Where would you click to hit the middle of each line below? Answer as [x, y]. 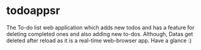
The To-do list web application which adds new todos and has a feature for [100, 27]
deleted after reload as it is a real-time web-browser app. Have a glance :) [99, 40]
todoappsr [33, 11]
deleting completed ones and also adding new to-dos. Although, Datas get [100, 34]
